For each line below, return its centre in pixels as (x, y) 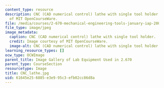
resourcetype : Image (26, 69)
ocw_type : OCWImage (25, 55)
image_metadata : (21, 32)
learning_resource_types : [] (35, 50)
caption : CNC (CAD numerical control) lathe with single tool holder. (83, 37)
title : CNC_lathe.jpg (27, 73)
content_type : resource (29, 10)
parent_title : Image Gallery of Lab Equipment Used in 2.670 (69, 60)
